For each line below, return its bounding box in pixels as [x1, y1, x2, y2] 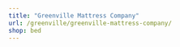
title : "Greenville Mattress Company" [8, 11, 139, 20]
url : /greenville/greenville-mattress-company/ [8, 19, 173, 27]
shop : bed [8, 26, 42, 34]
